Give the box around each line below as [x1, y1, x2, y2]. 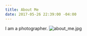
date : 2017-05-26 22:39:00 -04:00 [5, 12, 77, 17]
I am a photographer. [5, 25, 48, 31]
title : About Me [5, 7, 39, 12]
